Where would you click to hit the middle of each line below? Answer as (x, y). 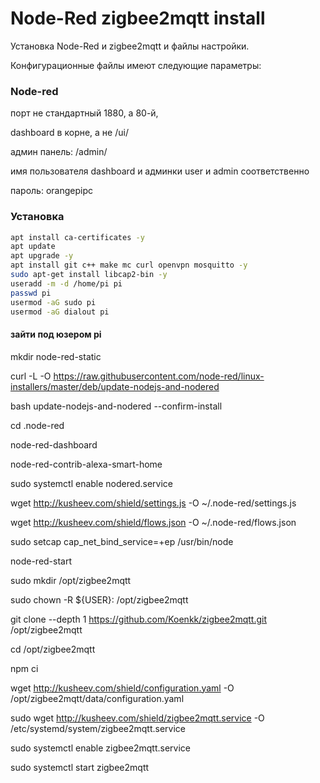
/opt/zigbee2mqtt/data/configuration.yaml (97, 698)
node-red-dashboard (54, 444)
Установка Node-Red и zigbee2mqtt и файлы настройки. (130, 46)
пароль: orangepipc (51, 191)
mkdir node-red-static (56, 356)
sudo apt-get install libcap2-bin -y (89, 275)
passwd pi (31, 293)
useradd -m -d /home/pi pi (66, 283)
